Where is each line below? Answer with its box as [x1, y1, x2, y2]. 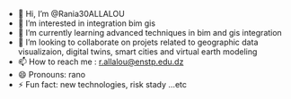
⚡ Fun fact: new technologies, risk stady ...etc [17, 79, 187, 89]
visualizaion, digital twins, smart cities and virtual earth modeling [17, 46, 258, 57]
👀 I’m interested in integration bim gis [17, 18, 155, 29]
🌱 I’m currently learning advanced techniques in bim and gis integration [17, 28, 283, 37]
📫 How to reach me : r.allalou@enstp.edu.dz [17, 56, 184, 67]
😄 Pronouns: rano [17, 70, 86, 79]
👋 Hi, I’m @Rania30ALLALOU [17, 9, 126, 19]
